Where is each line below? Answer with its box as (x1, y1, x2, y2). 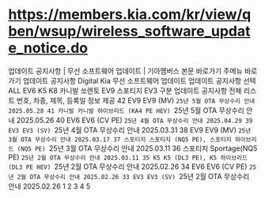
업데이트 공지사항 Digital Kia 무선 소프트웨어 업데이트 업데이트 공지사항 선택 (22, 76, 256, 85)
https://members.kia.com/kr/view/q (8, 6, 252, 24)
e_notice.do (8, 39, 89, 57)
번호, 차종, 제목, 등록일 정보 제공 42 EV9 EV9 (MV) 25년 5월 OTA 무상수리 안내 (16, 95, 256, 105)
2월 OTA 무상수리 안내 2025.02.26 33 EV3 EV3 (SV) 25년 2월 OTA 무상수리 (17, 171, 250, 181)
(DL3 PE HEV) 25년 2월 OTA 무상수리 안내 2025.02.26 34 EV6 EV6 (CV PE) (8, 162, 248, 171)
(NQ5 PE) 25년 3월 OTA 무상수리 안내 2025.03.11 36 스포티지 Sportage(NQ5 (17, 144, 258, 153)
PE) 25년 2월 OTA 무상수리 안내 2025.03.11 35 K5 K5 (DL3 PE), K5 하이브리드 (8, 152, 248, 162)
